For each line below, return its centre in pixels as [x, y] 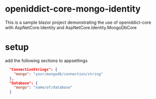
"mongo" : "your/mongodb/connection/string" [59, 74]
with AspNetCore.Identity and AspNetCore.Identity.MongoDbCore [71, 27]
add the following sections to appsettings [46, 60]
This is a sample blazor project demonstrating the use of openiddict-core [78, 22]
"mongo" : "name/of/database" [43, 88]
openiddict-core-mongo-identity [73, 9]
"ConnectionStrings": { [33, 69]
